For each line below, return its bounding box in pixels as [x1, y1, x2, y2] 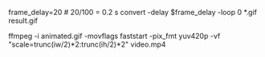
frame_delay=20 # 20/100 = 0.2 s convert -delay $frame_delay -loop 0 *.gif [8, 8, 257, 17]
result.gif [8, 16, 39, 25]
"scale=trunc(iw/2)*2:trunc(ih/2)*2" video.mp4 [8, 40, 166, 49]
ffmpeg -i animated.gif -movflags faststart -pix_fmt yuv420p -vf [8, 32, 221, 40]
